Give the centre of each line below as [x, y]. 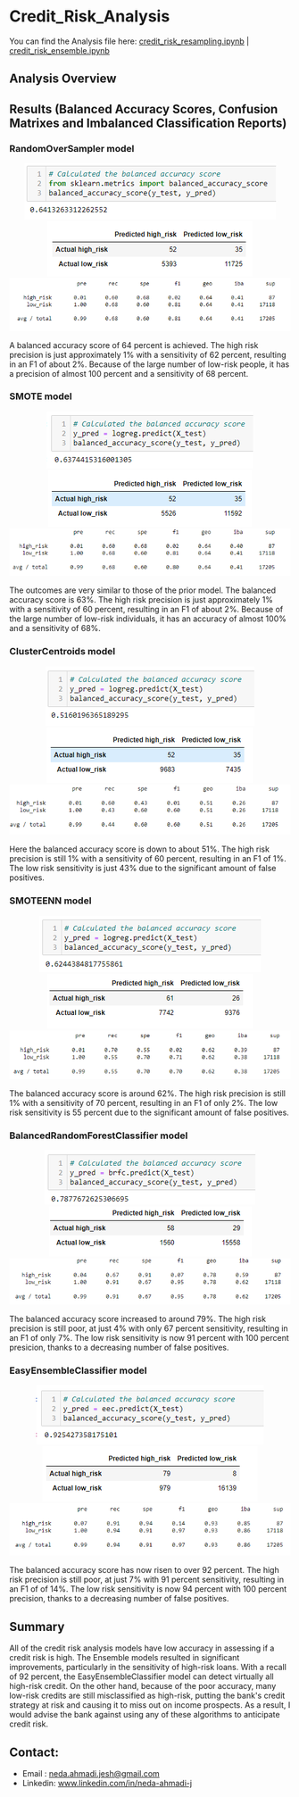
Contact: [34, 1752]
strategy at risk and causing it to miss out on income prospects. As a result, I [150, 1705]
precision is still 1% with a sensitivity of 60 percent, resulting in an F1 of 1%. [148, 859]
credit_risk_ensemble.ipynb [59, 50]
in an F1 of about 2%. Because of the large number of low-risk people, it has [149, 364]
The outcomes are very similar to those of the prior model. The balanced [143, 590]
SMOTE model [41, 396]
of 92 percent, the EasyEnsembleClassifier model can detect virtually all [141, 1676]
